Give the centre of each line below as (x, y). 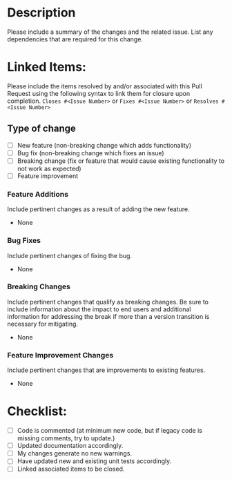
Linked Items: (47, 67)
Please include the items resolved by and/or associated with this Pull (105, 86)
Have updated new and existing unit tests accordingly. (94, 461)
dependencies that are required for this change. (75, 39)
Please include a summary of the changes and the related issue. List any (110, 32)
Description (41, 13)
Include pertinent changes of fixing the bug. (70, 255)
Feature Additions (38, 194)
